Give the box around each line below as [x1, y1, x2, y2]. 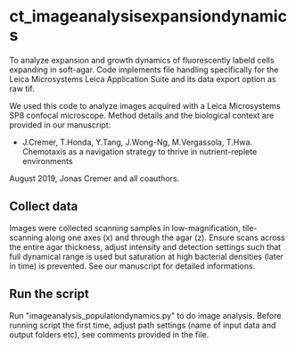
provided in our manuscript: [9, 119, 111, 130]
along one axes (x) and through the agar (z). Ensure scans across [45, 232, 285, 243]
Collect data [9, 199, 78, 214]
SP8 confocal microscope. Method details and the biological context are [9, 110, 275, 120]
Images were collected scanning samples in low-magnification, [9, 222, 241, 233]
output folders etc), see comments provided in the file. [9, 328, 210, 340]
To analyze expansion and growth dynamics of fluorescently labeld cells [9, 54, 275, 65]
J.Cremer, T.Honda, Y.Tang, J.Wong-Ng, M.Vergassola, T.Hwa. [21, 137, 252, 147]
